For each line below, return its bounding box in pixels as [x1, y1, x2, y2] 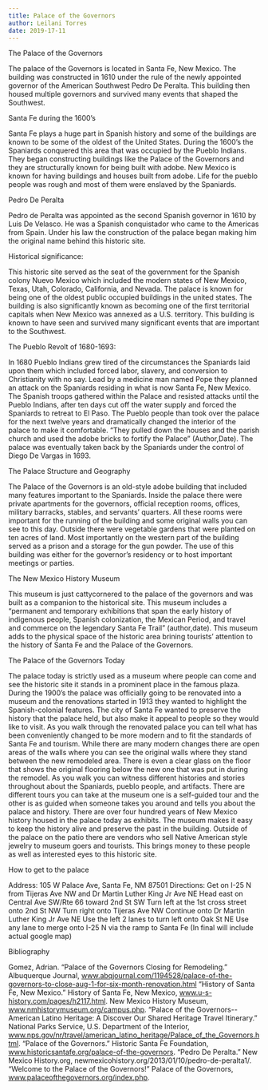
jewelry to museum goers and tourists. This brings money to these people [8, 841, 250, 851]
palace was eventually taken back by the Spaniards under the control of [8, 443, 245, 452]
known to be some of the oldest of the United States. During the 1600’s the [8, 137, 254, 147]
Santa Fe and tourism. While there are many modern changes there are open [8, 739, 260, 749]
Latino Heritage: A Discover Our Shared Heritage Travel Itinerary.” [41, 1013, 258, 1023]
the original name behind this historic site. [8, 237, 146, 246]
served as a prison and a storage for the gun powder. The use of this [8, 541, 234, 551]
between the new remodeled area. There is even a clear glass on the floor [8, 756, 251, 766]
